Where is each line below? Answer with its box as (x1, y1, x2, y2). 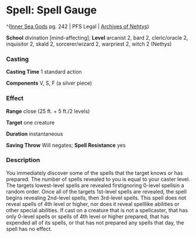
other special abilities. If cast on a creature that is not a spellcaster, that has (6, 206, 188, 213)
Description (6, 156, 40, 164)
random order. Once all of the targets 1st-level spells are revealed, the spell (6, 188, 187, 195)
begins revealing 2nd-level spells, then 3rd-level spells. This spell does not (6, 194, 187, 201)
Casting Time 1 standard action (6, 68, 82, 75)
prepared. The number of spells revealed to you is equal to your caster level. (6, 175, 190, 182)
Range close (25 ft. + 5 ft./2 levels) (6, 108, 90, 115)
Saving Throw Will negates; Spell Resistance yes (6, 142, 126, 149)
